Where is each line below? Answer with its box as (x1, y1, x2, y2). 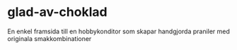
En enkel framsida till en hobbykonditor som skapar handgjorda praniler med (7, 27, 230, 35)
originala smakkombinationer (7, 34, 92, 42)
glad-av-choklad (7, 4, 108, 20)
